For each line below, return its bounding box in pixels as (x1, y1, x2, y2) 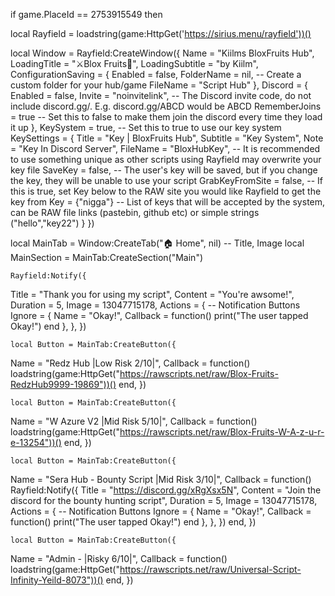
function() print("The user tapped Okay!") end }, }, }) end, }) (10, 516, 257, 528)
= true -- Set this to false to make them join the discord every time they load (10, 111, 323, 123)
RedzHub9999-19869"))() (10, 379, 117, 390)
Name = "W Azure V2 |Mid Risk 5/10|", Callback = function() (10, 415, 258, 427)
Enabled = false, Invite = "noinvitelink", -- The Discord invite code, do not (10, 90, 312, 101)
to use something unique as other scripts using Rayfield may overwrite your (10, 154, 322, 165)
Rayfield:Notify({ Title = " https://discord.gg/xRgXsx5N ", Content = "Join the (10, 484, 322, 496)
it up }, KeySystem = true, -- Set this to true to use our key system (10, 122, 282, 133)
